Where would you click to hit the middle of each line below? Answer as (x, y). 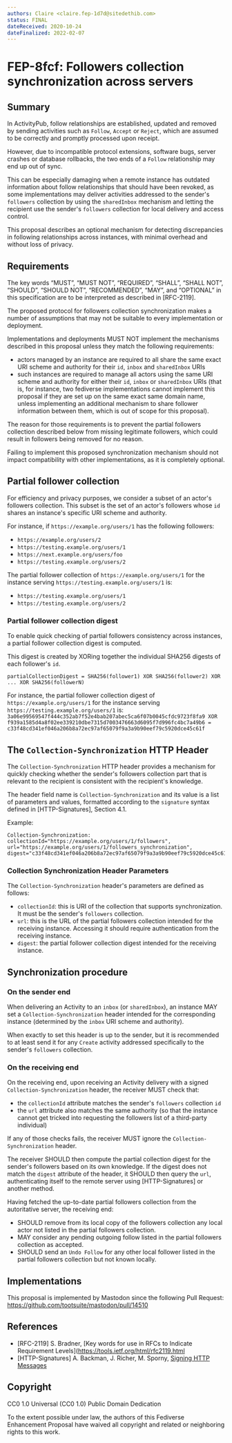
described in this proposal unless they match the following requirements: (110, 347)
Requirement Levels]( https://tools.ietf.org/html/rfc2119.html (101, 1350)
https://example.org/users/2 (59, 540)
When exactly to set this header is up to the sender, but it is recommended (113, 1035)
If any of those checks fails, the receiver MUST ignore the (89, 1139)
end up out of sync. (35, 166)
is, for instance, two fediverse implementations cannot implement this (116, 389)
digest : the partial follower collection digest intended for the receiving (117, 943)
